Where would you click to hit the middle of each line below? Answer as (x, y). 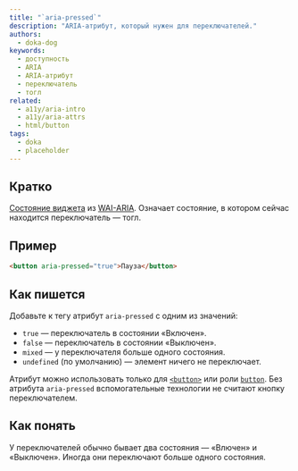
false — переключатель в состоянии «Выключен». (119, 342)
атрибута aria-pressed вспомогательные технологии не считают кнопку (147, 388)
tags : (19, 134)
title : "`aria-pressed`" (55, 17)
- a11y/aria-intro (52, 109)
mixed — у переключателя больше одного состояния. (124, 352)
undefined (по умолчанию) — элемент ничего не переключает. (141, 361)
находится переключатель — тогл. (75, 218)
